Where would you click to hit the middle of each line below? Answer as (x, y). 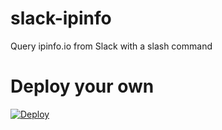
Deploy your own (82, 86)
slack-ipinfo (61, 18)
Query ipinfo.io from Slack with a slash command (111, 46)
